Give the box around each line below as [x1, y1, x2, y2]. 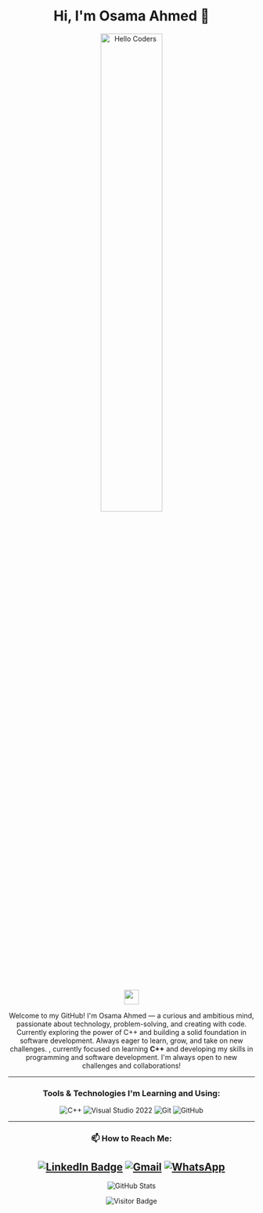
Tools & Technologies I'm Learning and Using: [42, 1087, 221, 1098]
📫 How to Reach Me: [91, 1133, 172, 1144]
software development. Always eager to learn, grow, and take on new [19, 1036, 244, 1045]
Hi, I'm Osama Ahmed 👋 [53, 7, 210, 25]
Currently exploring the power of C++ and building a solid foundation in [16, 1027, 247, 1036]
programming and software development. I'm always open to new [25, 1052, 238, 1062]
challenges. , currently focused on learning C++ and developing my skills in [9, 1044, 254, 1054]
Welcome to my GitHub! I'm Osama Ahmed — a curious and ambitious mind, [9, 1011, 254, 1020]
